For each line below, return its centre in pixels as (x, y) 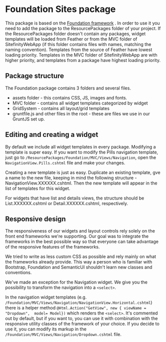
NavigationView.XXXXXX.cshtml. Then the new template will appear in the (81, 183)
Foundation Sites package (60, 9)
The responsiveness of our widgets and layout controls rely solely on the (80, 231)
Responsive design (35, 219)
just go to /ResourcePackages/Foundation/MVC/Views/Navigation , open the (81, 157)
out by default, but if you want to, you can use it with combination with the (81, 318)
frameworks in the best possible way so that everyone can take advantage (82, 241)
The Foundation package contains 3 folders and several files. (68, 88)
